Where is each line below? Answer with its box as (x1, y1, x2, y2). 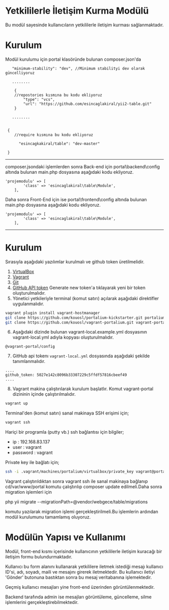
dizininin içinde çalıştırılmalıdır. (12, 391, 76, 397)
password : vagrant (12, 450, 53, 456)
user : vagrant (12, 444, 42, 450)
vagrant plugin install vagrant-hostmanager (5, 310, 100, 315)
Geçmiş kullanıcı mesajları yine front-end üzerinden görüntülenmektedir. (5, 584, 155, 590)
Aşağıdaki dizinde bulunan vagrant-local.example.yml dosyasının (12, 329, 147, 335)
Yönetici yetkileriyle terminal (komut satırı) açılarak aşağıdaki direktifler (12, 295, 159, 301)
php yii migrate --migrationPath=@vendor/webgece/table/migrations (5, 499, 148, 505)
